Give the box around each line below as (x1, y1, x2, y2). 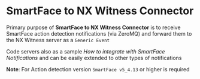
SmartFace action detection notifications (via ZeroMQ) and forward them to (6, 30, 192, 37)
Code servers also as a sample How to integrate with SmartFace (6, 48, 165, 55)
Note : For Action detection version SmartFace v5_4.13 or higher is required (6, 65, 190, 72)
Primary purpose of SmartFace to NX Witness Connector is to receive (6, 24, 181, 31)
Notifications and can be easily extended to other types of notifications (6, 54, 182, 61)
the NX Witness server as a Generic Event (6, 36, 110, 43)
